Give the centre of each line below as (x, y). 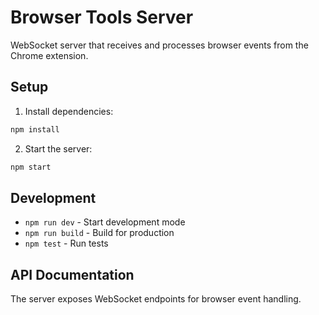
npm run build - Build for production (99, 233)
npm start (31, 167)
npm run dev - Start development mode (105, 222)
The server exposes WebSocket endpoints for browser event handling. (156, 299)
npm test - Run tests (66, 243)
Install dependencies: (69, 111)
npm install (35, 129)
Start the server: (58, 148)
